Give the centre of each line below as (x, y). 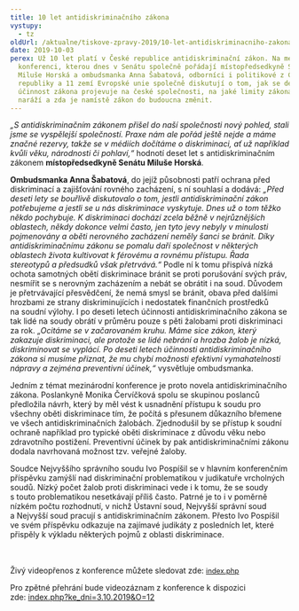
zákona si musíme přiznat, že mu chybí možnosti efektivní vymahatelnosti (146, 359)
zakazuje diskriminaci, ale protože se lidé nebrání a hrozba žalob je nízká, (146, 340)
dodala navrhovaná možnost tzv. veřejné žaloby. (98, 451)
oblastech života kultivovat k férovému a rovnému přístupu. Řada (130, 255)
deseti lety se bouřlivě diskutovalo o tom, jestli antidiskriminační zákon (139, 199)
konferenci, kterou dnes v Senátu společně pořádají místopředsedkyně (151, 67)
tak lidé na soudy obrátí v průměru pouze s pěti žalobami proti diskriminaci (146, 321)
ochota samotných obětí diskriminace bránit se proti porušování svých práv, (149, 274)
